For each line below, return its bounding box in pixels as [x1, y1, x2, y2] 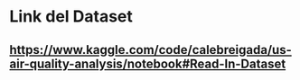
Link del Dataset [9, 6, 134, 27]
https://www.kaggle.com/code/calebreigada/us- [9, 42, 292, 58]
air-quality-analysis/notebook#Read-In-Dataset [9, 56, 286, 71]
